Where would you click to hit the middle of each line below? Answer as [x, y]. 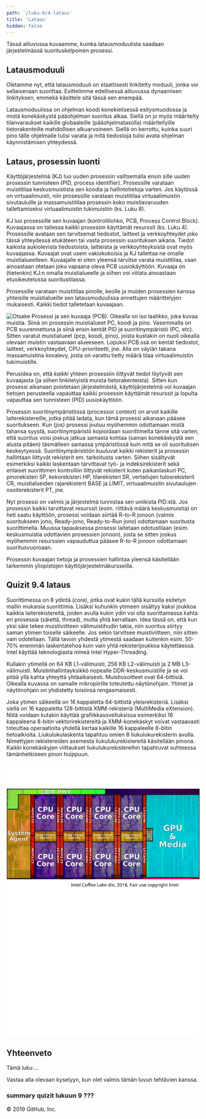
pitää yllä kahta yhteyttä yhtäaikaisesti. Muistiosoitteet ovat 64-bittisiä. [95, 677]
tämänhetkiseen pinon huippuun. [48, 754]
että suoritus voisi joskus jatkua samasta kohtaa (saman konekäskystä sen [100, 438]
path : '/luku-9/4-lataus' [39, 13]
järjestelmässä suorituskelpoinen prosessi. [60, 51]
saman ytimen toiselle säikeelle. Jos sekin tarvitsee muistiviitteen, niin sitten [102, 633]
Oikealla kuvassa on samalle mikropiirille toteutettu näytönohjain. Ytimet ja [100, 683]
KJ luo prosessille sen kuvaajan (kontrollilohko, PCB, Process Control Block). [103, 221]
